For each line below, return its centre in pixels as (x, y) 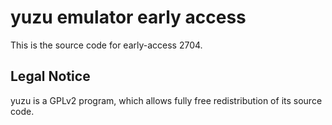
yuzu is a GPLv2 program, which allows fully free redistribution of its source (166, 100)
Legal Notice (50, 76)
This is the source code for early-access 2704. (106, 45)
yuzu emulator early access (128, 17)
